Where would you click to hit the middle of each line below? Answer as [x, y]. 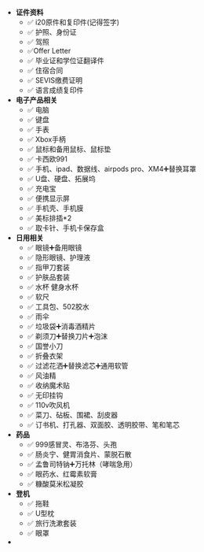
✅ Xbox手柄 [47, 139]
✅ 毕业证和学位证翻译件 [66, 61]
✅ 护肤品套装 [49, 277]
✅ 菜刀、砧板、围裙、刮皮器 [73, 415]
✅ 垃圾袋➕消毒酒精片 [61, 326]
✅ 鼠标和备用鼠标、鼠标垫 [69, 149]
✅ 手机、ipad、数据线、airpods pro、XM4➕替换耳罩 [112, 169]
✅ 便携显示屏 [49, 198]
